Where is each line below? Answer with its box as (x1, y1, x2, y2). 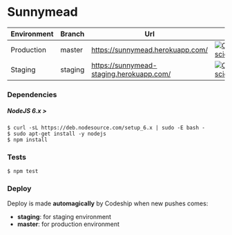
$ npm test (7, 168, 39, 175)
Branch (60, 29, 85, 39)
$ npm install (7, 136, 48, 143)
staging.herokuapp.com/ (90, 69, 171, 79)
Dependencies (7, 90, 57, 99)
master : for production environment (17, 220, 119, 228)
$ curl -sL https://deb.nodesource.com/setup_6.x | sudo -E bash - (7, 124, 206, 131)
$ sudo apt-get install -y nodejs (7, 130, 107, 137)
